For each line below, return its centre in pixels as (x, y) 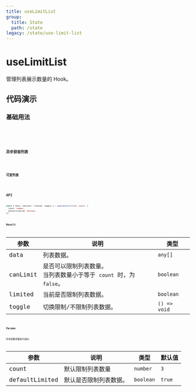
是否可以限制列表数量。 (75, 266)
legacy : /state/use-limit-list (44, 33)
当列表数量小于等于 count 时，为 (89, 275)
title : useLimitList (31, 11)
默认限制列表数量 (87, 370)
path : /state (27, 28)
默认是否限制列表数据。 (96, 380)
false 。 (53, 284)
